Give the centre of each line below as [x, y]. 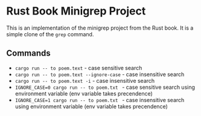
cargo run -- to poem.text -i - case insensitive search [85, 80]
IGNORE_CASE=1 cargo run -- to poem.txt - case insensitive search [100, 100]
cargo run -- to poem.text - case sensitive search [78, 68]
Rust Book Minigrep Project [76, 11]
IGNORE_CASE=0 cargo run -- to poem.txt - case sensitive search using [105, 87]
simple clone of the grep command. [50, 34]
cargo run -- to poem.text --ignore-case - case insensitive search [100, 74]
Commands [29, 53]
